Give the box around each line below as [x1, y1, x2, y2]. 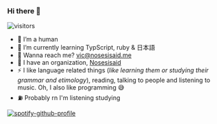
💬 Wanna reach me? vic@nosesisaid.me [17, 51, 132, 59]
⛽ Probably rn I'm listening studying [17, 94, 121, 102]
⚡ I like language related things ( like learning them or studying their [17, 66, 209, 74]
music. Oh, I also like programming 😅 [17, 83, 125, 92]
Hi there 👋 [7, 6, 42, 16]
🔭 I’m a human [17, 35, 58, 43]
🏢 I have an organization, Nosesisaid [17, 59, 121, 67]
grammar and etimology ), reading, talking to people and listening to [17, 76, 211, 85]
